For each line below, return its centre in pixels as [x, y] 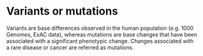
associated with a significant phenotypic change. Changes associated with [100, 41]
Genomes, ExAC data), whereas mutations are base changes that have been [102, 34]
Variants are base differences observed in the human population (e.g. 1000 [100, 28]
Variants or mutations [62, 11]
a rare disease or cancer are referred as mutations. [70, 47]
